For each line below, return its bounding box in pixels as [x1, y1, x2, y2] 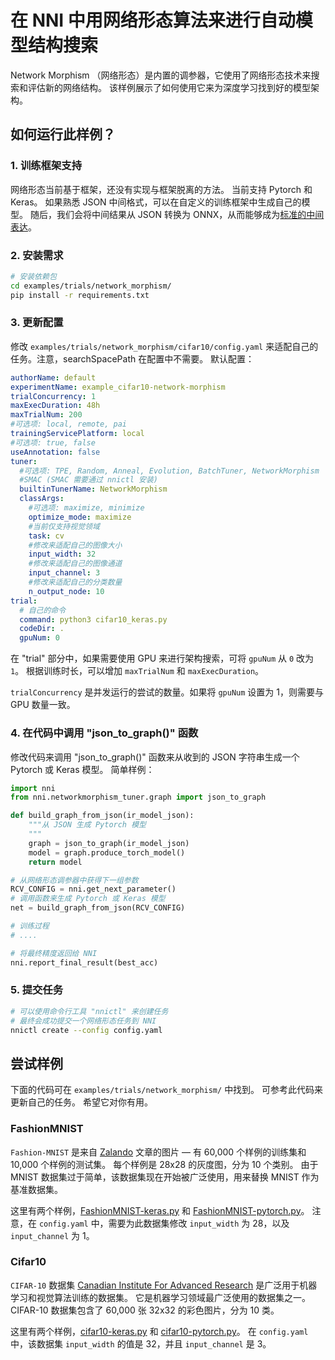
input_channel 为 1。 [10, 1229, 95, 1241]
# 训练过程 [10, 921, 50, 931]
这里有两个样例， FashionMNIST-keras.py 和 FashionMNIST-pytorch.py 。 [10, 1204, 310, 1216]
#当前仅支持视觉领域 [28, 521, 100, 531]
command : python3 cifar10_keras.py [19, 614, 168, 625]
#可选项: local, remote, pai [10, 419, 128, 430]
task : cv [28, 531, 65, 541]
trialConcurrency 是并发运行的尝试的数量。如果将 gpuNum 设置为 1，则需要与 [10, 686, 324, 698]
